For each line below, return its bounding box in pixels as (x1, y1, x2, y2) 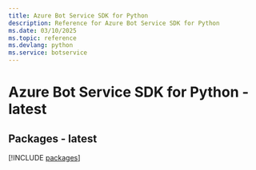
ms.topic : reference (8, 34, 78, 42)
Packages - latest (8, 132, 98, 145)
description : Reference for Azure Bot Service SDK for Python (8, 19, 220, 27)
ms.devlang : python (8, 42, 74, 49)
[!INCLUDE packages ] (8, 153, 81, 162)
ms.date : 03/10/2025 (8, 26, 78, 34)
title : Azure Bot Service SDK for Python (8, 11, 149, 20)
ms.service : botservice (8, 49, 88, 57)
